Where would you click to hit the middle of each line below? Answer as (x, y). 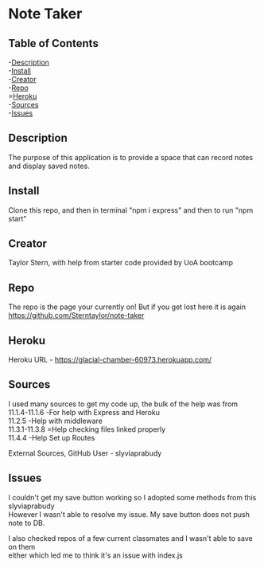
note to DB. (27, 523)
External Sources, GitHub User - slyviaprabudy (85, 453)
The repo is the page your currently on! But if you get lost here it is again (127, 307)
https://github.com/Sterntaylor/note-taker (76, 315)
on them (22, 546)
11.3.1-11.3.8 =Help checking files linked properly (87, 429)
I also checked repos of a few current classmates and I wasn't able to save (130, 538)
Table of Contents (54, 43)
